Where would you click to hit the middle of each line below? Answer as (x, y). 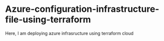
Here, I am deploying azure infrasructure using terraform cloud (69, 33)
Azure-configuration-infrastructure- (82, 9)
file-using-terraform (48, 20)
